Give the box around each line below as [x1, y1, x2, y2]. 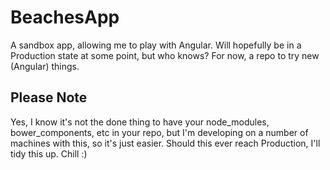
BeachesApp [10, 6, 120, 29]
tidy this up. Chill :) [10, 147, 88, 160]
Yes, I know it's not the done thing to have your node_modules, [10, 116, 270, 128]
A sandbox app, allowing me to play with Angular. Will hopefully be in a [10, 39, 302, 51]
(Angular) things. [10, 60, 80, 72]
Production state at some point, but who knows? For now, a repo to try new [10, 49, 320, 61]
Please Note [10, 89, 88, 106]
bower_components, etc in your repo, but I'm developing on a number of [10, 126, 309, 138]
